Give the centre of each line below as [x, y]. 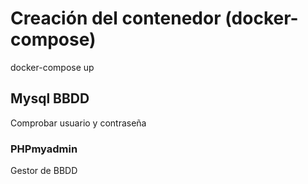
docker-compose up [52, 67]
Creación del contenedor [116, 18]
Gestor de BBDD [44, 171]
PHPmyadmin [44, 149]
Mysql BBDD [50, 98]
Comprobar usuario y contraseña [78, 123]
